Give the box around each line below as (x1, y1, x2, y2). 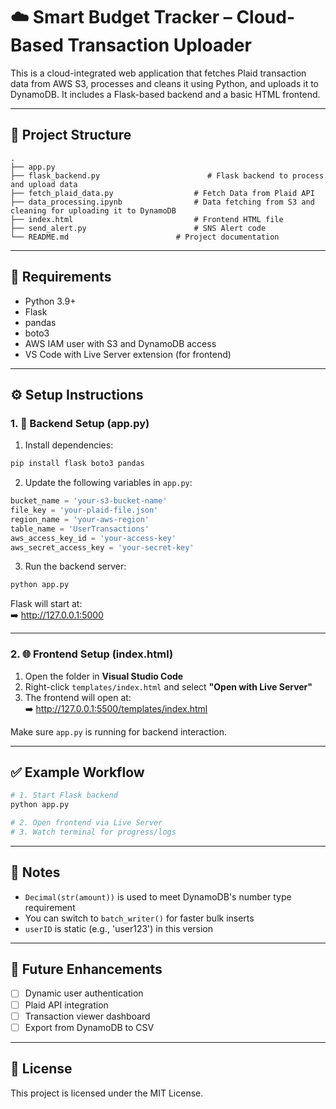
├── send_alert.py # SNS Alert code (10, 223, 267, 233)
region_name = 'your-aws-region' (10, 514, 150, 524)
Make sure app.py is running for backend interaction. (10, 725, 228, 738)
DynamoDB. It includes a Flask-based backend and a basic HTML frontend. (10, 88, 321, 100)
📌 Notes (10, 864, 61, 881)
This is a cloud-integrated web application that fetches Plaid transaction (10, 67, 307, 79)
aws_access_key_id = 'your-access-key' (10, 533, 177, 543)
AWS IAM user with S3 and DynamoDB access (24, 337, 217, 349)
